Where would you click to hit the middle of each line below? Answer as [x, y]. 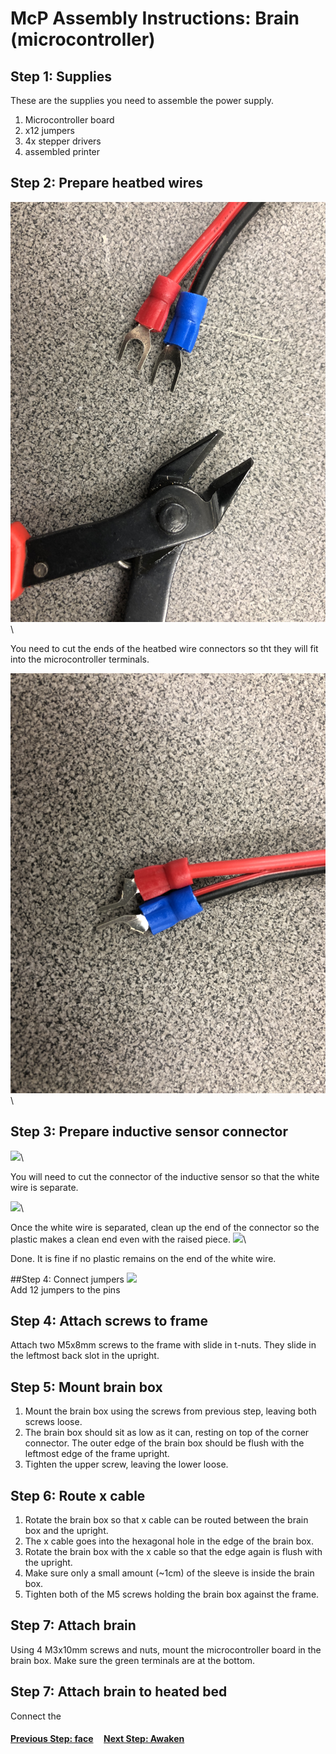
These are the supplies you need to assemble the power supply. [142, 100]
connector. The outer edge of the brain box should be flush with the [164, 1443]
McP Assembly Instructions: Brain [155, 18]
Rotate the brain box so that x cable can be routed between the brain [166, 1520]
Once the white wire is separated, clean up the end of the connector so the [165, 1227]
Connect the [36, 1716]
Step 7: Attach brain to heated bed [119, 1692]
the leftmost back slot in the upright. [85, 1356]
